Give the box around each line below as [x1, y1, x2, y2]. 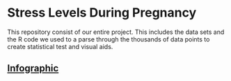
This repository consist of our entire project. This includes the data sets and [7, 28, 225, 36]
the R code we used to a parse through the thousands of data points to [7, 35, 210, 43]
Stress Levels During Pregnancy [7, 5, 197, 21]
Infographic [7, 62, 59, 74]
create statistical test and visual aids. [7, 42, 113, 51]
